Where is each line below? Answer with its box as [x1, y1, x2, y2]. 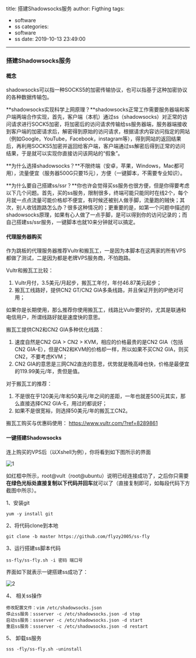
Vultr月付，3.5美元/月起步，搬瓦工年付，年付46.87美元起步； [14, 280, 162, 287]
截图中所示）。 [6, 487, 40, 494]
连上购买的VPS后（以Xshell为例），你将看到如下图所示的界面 [6, 448, 151, 455]
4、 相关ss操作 [6, 592, 42, 599]
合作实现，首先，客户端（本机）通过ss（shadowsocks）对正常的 [26, 113, 183, 120]
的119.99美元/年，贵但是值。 [14, 368, 83, 375]
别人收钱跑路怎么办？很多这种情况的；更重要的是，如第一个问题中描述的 [16, 204, 190, 211]
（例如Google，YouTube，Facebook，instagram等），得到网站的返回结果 [6, 135, 182, 142]
